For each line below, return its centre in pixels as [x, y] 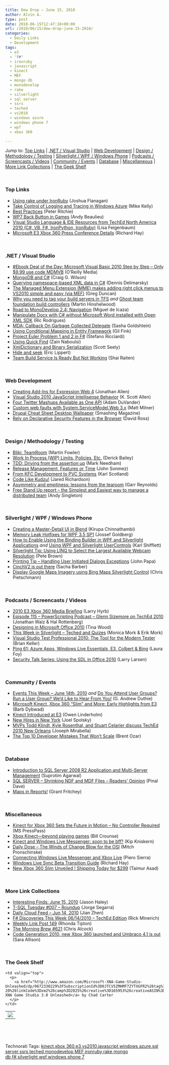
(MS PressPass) [29, 831]
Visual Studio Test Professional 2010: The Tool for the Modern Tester [84, 638]
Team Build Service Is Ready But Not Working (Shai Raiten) [73, 358]
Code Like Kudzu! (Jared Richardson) [51, 479]
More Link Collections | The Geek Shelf [46, 167]
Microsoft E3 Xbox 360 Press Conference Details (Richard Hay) [78, 233]
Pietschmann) [27, 577]
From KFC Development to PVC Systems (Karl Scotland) [71, 474]
